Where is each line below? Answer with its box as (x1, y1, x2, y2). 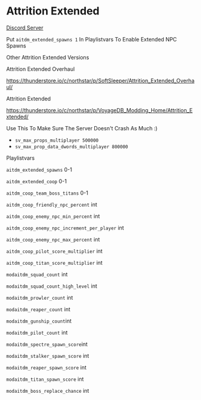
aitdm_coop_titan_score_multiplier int (6, 259, 103, 266)
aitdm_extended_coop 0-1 (6, 177, 67, 184)
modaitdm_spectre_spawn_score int (6, 341, 88, 348)
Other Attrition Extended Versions (6, 53, 89, 61)
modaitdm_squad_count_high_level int (6, 282, 98, 289)
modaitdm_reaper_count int (6, 305, 71, 313)
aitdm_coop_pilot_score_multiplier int (6, 247, 103, 255)
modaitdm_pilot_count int (6, 329, 68, 336)
